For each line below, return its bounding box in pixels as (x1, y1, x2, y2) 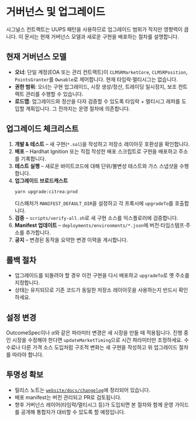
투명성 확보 (6, 370, 44, 380)
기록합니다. (20, 155, 47, 162)
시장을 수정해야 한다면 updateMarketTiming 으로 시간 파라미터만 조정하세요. (12, 337, 183, 344)
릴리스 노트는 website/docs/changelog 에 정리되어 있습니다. (14, 387, 151, 394)
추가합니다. (25, 229, 51, 236)
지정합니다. (14, 279, 40, 287)
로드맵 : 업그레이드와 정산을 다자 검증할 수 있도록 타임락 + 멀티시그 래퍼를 (14, 98, 180, 105)
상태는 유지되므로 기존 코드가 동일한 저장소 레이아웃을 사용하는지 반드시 (14, 287, 177, 294)
